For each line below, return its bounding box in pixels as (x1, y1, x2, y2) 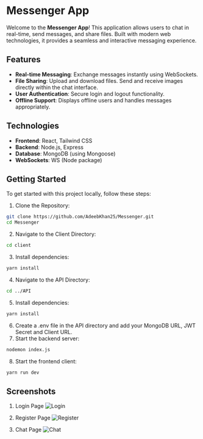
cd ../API (6, 288, 32, 294)
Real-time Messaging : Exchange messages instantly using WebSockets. (15, 71, 198, 78)
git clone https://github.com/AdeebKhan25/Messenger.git (6, 214, 154, 220)
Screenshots (6, 386, 56, 396)
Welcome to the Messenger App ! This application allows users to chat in (6, 24, 190, 31)
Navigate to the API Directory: (15, 276, 90, 284)
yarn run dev (6, 369, 40, 376)
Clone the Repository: (15, 202, 70, 209)
